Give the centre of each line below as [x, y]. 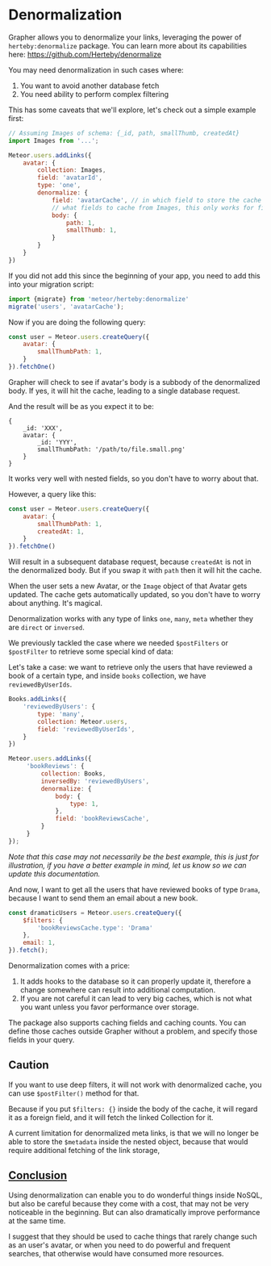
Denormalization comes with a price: [69, 966]
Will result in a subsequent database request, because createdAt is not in [130, 562]
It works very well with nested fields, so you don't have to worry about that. [133, 478]
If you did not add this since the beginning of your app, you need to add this [134, 275]
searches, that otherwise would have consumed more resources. [116, 1253]
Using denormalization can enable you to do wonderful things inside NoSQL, [135, 1195]
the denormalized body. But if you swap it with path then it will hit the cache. [135, 570]
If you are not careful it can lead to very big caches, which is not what [136, 999]
